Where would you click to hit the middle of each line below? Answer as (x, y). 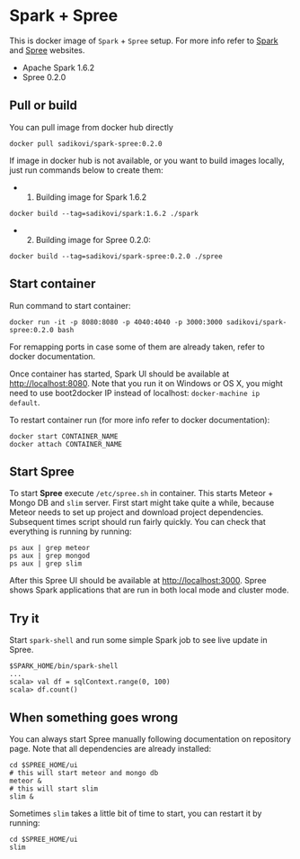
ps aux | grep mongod (50, 556)
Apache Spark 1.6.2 (58, 68)
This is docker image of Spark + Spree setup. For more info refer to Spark (144, 41)
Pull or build (44, 106)
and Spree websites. (47, 50)
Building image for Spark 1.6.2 (91, 197)
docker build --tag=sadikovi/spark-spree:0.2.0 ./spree (116, 256)
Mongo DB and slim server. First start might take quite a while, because (142, 503)
